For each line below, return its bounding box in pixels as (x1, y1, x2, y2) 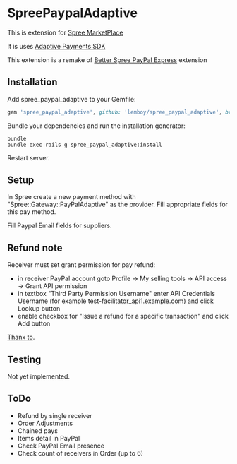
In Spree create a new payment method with (7, 193, 136, 201)
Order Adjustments (17, 419, 73, 427)
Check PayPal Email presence (17, 441, 104, 450)
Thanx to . (7, 333, 35, 342)
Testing (7, 353, 42, 365)
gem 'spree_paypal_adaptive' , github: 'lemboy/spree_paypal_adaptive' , (7, 108, 222, 116)
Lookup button (17, 304, 61, 313)
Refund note (7, 242, 63, 254)
